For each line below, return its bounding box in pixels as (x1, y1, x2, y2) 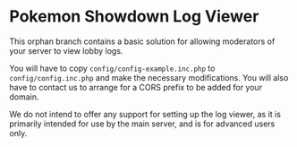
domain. (9, 91, 39, 102)
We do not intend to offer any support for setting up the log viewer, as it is (9, 108, 282, 119)
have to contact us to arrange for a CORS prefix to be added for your (9, 82, 262, 92)
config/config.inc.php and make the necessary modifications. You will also (9, 72, 289, 82)
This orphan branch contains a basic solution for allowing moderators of (9, 36, 276, 47)
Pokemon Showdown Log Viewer (9, 6, 259, 27)
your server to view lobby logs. (9, 45, 123, 56)
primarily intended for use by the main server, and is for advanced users (9, 118, 276, 129)
